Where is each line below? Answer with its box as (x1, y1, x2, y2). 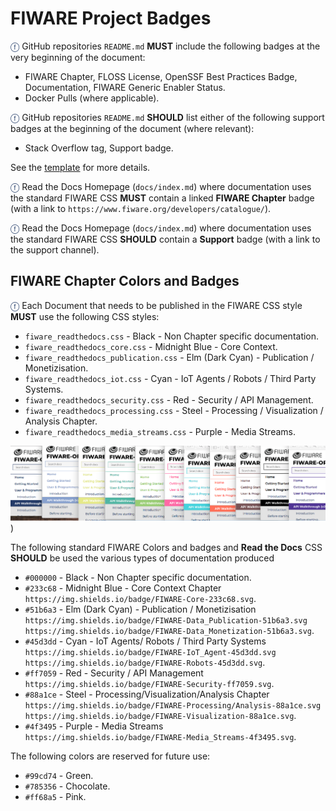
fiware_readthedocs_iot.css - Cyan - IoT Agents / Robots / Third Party (24, 372, 317, 384)
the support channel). (10, 243, 100, 256)
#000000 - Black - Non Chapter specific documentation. (24, 572, 252, 584)
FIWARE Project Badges (10, 7, 212, 30)
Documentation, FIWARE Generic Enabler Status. (24, 81, 226, 93)
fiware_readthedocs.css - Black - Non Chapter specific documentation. (24, 330, 320, 342)
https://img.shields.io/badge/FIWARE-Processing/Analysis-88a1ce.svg (24, 701, 322, 711)
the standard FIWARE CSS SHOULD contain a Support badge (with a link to (10, 233, 321, 245)
